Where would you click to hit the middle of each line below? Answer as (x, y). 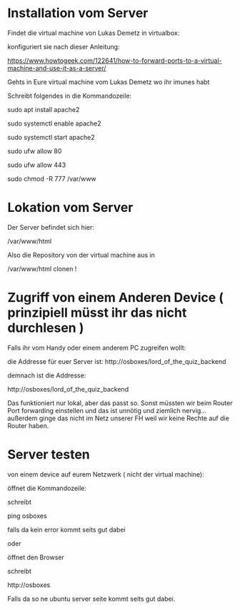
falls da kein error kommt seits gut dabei (67, 529)
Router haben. (28, 425)
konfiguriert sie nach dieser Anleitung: (64, 46)
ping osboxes (27, 516)
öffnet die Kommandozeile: (47, 488)
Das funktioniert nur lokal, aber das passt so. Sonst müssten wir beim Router (120, 403)
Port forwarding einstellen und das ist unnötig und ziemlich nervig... (107, 410)
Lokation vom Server (70, 208)
